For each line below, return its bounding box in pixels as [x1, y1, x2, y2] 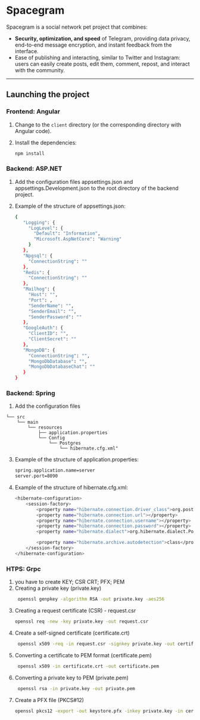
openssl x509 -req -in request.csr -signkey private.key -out [17, 641, 176, 647]
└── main [17, 419, 39, 426]
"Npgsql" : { [23, 253, 53, 259]
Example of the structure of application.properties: [14, 456, 139, 463]
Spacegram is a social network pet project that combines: [6, 23, 148, 30]
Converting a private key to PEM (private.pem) [14, 674, 129, 681]
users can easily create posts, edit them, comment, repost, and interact [14, 60, 190, 67]
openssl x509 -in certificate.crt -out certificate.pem [17, 663, 160, 669]
